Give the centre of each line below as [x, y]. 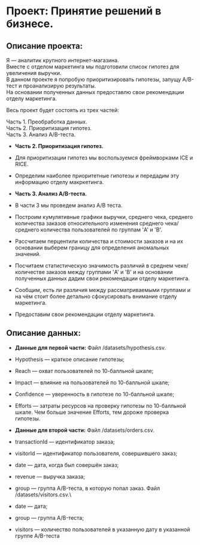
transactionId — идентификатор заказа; [65, 441]
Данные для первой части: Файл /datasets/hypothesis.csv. [90, 347]
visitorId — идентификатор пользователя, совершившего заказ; [96, 453]
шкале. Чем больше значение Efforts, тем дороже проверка [92, 412]
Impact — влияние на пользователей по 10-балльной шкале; [92, 383]
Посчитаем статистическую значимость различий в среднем [94, 266]
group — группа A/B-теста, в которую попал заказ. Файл [87, 488]
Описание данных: [43, 333]
